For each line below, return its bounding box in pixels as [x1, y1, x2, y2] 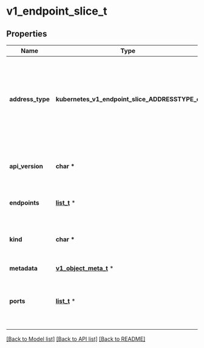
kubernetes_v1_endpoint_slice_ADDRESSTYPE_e [55, 95, 200, 103]
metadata [9, 264, 38, 272]
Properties [6, 29, 47, 39]
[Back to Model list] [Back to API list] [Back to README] [6, 335, 146, 343]
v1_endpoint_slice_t [6, 4, 107, 18]
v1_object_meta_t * [55, 264, 114, 272]
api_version [9, 162, 44, 170]
